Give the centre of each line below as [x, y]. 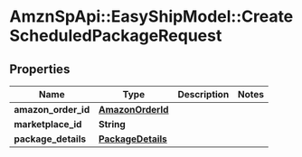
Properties [40, 69]
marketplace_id [48, 124]
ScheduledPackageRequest [116, 36]
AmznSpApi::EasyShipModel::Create [151, 17]
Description [203, 94]
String [112, 124]
